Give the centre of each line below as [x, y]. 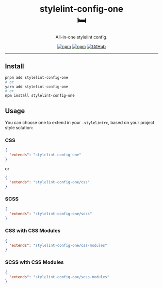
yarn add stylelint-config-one [37, 87]
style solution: [19, 127]
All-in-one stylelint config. [81, 37]
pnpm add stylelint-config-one [37, 77]
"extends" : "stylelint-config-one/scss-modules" [59, 277]
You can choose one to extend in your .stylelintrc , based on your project [80, 122]
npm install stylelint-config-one [40, 96]
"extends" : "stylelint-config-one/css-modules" [58, 245]
